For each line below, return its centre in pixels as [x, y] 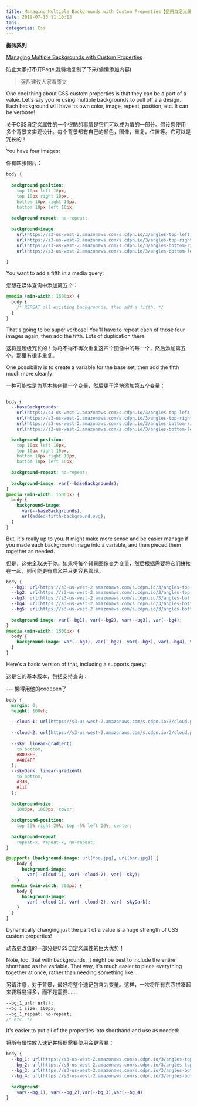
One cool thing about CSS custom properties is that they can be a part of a [96, 94]
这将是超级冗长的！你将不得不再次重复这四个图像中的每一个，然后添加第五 [96, 348]
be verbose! [21, 112]
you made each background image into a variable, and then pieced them [94, 544]
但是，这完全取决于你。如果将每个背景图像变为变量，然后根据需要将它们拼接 [98, 563]
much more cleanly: [30, 373]
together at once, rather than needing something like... [72, 972]
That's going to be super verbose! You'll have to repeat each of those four [96, 330]
